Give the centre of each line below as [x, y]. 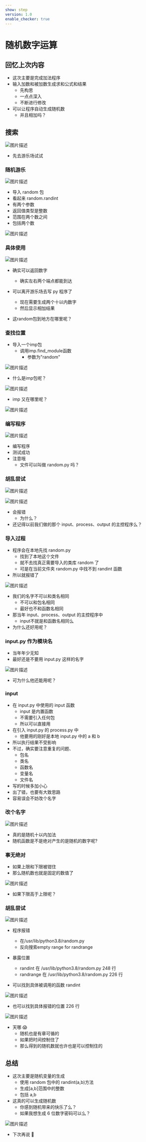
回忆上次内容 [25, 65]
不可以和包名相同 [37, 602]
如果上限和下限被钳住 [34, 867]
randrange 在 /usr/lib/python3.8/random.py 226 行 [71, 975]
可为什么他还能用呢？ [34, 680]
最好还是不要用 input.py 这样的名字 [48, 659]
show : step [16, 10]
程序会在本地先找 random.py [41, 550]
